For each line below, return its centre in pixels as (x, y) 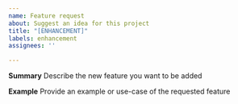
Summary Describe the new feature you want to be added (105, 76)
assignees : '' (32, 46)
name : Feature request (46, 16)
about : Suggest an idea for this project (79, 23)
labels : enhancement (43, 38)
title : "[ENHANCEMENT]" (48, 31)
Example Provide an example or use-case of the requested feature (119, 92)
